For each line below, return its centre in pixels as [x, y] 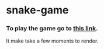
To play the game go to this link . [52, 29]
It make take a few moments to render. [52, 41]
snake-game [37, 10]
